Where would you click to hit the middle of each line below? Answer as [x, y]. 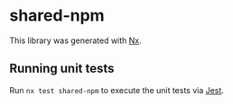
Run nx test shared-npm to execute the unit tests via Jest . [116, 90]
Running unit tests [62, 69]
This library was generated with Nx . [75, 40]
